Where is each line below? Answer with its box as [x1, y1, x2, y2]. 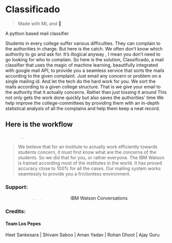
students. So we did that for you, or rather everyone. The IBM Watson [17, 154, 165, 160]
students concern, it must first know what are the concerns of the [17, 149, 157, 155]
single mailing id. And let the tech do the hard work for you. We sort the [5, 78, 156, 84]
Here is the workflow [5, 120, 73, 129]
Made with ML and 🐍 [17, 20, 61, 27]
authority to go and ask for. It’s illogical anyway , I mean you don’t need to [5, 51, 161, 57]
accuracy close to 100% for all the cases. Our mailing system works [17, 165, 161, 172]
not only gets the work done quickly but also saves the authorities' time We [5, 94, 164, 101]
